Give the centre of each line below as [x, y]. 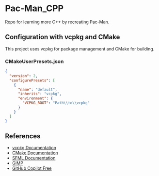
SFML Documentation [34, 158]
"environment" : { [35, 98]
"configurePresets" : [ [32, 80]
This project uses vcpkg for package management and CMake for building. [80, 48]
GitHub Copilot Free [32, 168]
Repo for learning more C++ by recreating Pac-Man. [57, 22]
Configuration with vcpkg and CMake [63, 37]
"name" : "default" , [37, 89]
